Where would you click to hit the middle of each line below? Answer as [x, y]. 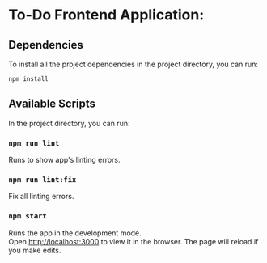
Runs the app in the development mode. [75, 233]
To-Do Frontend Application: [106, 15]
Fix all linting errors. [41, 197]
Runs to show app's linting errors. [64, 160]
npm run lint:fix [42, 180]
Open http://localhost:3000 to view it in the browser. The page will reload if [133, 241]
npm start [28, 216]
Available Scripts [52, 104]
